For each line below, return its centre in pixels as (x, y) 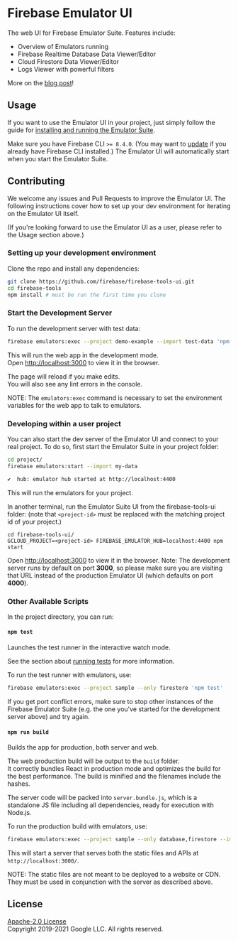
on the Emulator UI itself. (43, 213)
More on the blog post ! (41, 82)
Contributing (36, 182)
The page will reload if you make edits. (64, 376)
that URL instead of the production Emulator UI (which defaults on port (110, 575)
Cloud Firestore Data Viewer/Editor (68, 61)
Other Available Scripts (48, 601)
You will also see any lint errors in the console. (75, 384)
